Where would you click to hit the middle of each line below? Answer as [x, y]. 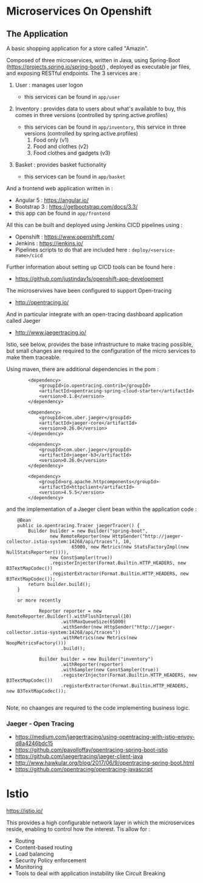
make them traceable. [33, 357]
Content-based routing [44, 848]
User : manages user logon [49, 85]
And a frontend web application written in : [60, 188]
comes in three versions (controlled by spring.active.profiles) [91, 115]
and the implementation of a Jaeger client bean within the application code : [101, 509]
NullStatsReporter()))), [38, 552]
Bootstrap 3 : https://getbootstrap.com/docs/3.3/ [76, 207]
